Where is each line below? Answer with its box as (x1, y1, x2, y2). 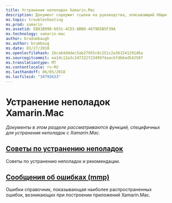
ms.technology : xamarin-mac (6, 31, 66, 36)
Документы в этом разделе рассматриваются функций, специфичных (6, 124, 160, 130)
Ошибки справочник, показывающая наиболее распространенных (6, 187, 152, 193)
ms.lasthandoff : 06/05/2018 (6, 70, 66, 75)
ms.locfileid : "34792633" (6, 74, 61, 79)
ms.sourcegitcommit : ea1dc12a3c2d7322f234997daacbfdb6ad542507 (6, 55, 143, 60)
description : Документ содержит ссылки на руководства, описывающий (6, 12, 155, 17)
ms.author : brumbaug (6, 41, 50, 46)
